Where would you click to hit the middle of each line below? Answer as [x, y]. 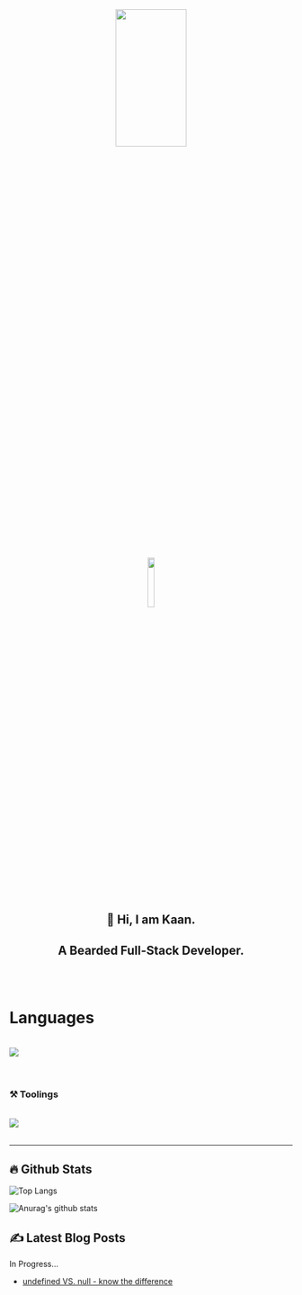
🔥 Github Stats [51, 1169]
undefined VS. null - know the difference [98, 1282]
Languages [52, 1018]
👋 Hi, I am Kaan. [151, 920]
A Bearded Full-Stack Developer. [151, 950]
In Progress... [34, 1264]
